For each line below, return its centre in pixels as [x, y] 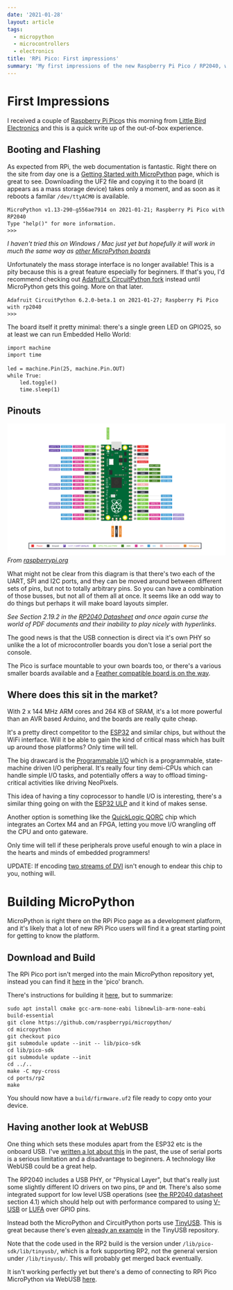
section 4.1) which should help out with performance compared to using [110, 1202]
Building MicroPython [71, 902]
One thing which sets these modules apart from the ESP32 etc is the [105, 1144]
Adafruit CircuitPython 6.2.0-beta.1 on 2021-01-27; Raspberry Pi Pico [113, 300]
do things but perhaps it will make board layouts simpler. [88, 603]
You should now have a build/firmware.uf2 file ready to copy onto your [110, 1098]
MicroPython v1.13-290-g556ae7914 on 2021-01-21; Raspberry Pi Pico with [116, 210]
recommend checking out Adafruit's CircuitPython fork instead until [104, 279]
